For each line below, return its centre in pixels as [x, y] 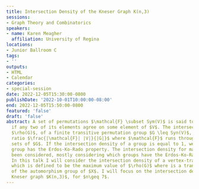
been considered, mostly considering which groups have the [87, 155]
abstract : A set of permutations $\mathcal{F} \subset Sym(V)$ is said [96, 122]
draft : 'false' [25, 116]
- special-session [29, 89]
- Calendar [20, 78]
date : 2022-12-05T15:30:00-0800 [46, 94]
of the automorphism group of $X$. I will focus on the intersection [99, 172]
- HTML [14, 72]
